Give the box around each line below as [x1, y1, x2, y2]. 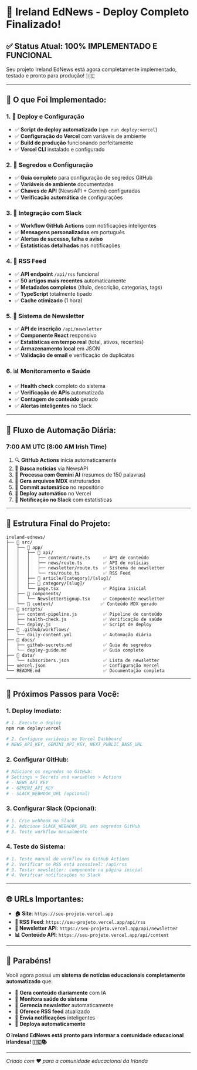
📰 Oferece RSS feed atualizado [14, 1008, 90, 1015]
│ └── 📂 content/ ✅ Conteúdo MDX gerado [6, 601, 157, 607]
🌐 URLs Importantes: [6, 894, 84, 904]
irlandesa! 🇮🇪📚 [6, 1038, 47, 1045]
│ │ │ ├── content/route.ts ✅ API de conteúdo [6, 555, 150, 561]
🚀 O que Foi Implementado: [6, 95, 107, 105]
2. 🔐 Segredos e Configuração [6, 161, 93, 169]
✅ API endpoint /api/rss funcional [14, 270, 100, 278]
